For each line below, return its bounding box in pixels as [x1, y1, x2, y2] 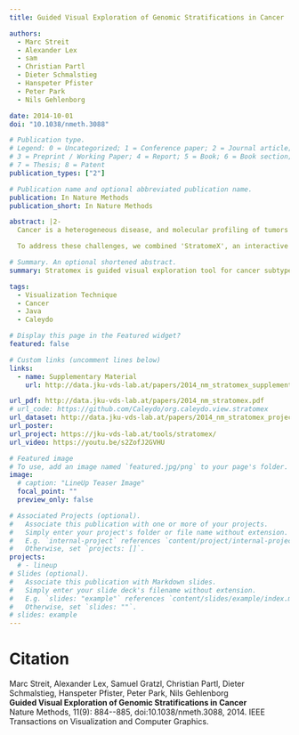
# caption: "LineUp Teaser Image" [17, 479, 145, 488]
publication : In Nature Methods [9, 193, 129, 202]
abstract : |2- [9, 217, 62, 227]
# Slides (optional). [9, 569, 90, 578]
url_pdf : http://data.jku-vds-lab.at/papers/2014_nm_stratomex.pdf [9, 397, 265, 406]
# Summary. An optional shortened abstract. [9, 258, 177, 267]
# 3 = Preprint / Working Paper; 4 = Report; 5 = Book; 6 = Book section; [9, 152, 293, 161]
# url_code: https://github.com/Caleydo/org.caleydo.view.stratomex [9, 405, 269, 414]
